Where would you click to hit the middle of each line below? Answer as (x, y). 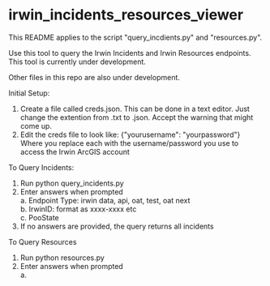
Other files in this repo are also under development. (94, 77)
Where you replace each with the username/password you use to (129, 143)
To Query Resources (43, 241)
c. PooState (39, 217)
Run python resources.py (62, 258)
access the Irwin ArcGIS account (75, 152)
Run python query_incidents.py (72, 183)
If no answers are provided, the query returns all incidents (117, 226)
